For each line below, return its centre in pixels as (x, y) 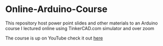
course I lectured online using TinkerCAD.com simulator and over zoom (80, 28)
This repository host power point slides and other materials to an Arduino (82, 23)
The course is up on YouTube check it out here (54, 38)
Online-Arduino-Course (56, 9)
